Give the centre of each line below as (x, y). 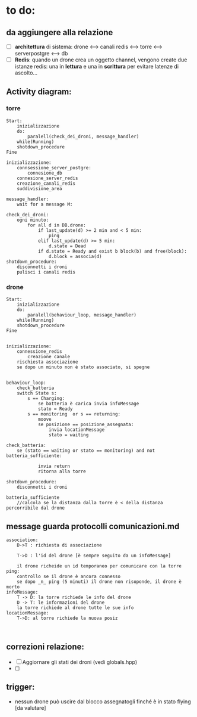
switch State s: (37, 393)
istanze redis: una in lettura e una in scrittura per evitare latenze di (97, 67)
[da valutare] (30, 707)
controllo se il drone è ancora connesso (69, 576)
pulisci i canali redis (46, 272)
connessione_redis (39, 352)
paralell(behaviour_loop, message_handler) (82, 315)
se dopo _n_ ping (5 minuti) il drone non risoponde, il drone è (99, 582)
